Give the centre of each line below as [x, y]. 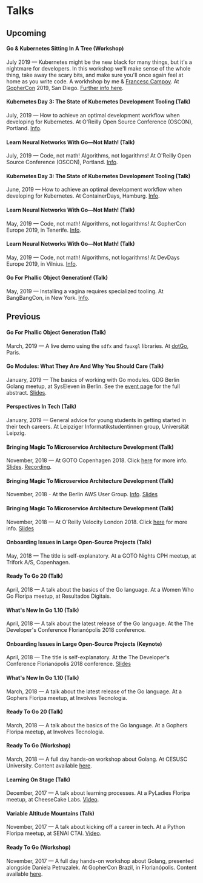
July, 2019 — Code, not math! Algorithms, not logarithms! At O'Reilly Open [99, 156]
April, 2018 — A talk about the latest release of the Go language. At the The [100, 623]
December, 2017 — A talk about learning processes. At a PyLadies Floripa [98, 793]
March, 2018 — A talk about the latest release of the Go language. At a [94, 691]
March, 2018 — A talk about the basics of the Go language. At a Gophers [97, 725]
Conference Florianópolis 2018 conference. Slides [69, 664]
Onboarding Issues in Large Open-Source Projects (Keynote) [84, 644]
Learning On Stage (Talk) [38, 780]
